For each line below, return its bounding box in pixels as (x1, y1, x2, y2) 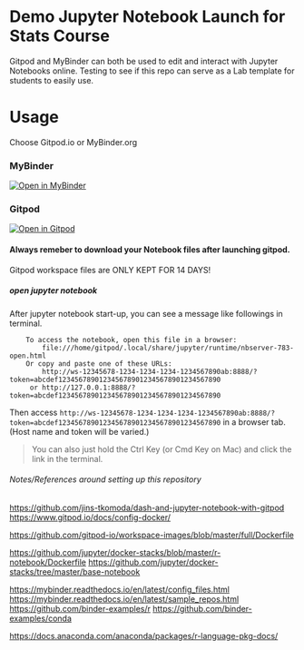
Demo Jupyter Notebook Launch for (9, 6, 286, 27)
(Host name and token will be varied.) (9, 426, 150, 437)
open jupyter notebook (9, 285, 98, 296)
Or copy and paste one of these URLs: (25, 359, 172, 369)
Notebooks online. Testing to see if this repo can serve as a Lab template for (9, 65, 295, 76)
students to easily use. (9, 74, 93, 85)
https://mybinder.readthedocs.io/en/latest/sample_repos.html (9, 593, 240, 605)
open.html (9, 351, 47, 360)
